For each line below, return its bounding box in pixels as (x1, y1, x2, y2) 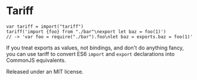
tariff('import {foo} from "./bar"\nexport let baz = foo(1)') (6, 28, 167, 35)
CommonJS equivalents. (6, 56, 67, 64)
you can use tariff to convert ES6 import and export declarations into (6, 50, 175, 57)
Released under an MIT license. (6, 68, 84, 75)
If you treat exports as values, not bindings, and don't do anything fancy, (6, 44, 185, 51)
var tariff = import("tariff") (6, 24, 84, 29)
